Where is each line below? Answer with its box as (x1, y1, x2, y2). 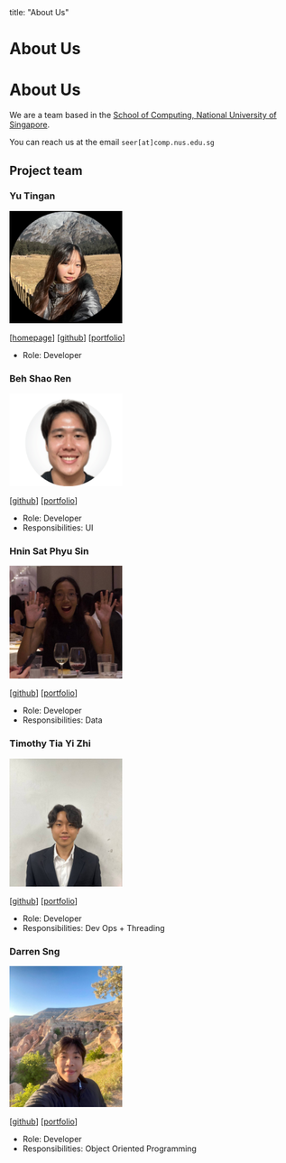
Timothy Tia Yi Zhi (9, 737, 92, 750)
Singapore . (9, 119, 51, 130)
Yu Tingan (9, 189, 56, 202)
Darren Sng (9, 946, 60, 958)
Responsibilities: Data (22, 715, 103, 725)
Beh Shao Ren (9, 372, 72, 384)
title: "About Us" (9, 7, 69, 17)
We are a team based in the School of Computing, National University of (9, 110, 277, 121)
